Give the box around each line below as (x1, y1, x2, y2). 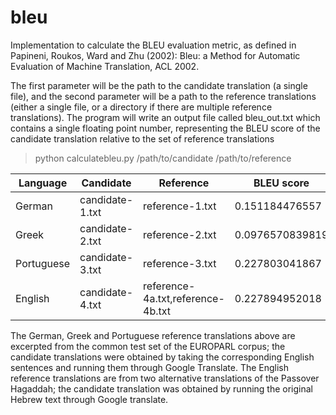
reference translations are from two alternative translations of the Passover (10, 372, 320, 384)
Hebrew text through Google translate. (10, 393, 169, 405)
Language (18, 176, 68, 190)
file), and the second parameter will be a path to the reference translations (10, 90, 317, 102)
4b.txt (143, 304, 172, 318)
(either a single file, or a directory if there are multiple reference (10, 101, 273, 113)
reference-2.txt (143, 227, 217, 241)
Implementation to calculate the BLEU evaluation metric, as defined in (10, 39, 297, 51)
